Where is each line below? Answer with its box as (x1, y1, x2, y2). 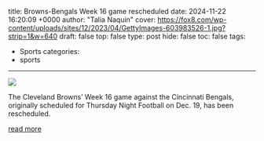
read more (8, 125, 42, 133)
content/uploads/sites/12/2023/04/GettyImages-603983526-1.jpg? (8, 23, 226, 32)
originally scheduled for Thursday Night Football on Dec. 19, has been (8, 101, 234, 110)
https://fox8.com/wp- (156, 15, 227, 24)
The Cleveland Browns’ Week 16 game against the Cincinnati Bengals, (8, 92, 234, 101)
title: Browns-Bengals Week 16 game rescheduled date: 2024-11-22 (8, 7, 226, 16)
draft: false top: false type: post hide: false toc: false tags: (59, 31, 246, 41)
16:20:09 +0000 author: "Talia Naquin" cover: (8, 15, 156, 24)
